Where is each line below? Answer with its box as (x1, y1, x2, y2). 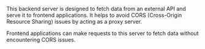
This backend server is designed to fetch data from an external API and (6, 5, 187, 12)
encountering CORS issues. (6, 36, 76, 43)
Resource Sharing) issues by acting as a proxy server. (6, 18, 143, 25)
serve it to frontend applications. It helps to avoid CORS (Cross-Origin (6, 11, 182, 19)
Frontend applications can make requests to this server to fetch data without (6, 30, 199, 37)
